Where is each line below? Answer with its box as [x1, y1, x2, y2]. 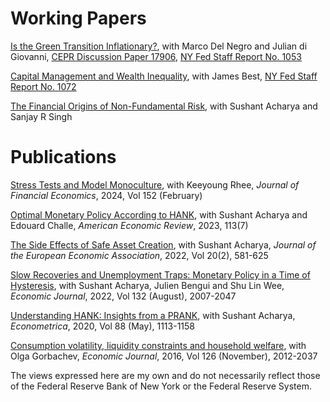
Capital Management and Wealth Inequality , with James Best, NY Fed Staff [10, 70, 318, 82]
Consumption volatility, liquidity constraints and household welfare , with [10, 339, 307, 351]
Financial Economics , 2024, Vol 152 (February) [10, 189, 203, 201]
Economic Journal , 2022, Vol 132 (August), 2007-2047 [10, 290, 237, 302]
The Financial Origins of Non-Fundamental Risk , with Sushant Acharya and [10, 100, 318, 112]
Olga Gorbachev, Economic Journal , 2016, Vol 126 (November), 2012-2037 [10, 350, 318, 362]
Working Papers [10, 7, 147, 30]
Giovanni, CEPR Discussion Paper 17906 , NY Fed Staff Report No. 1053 [10, 50, 302, 62]
